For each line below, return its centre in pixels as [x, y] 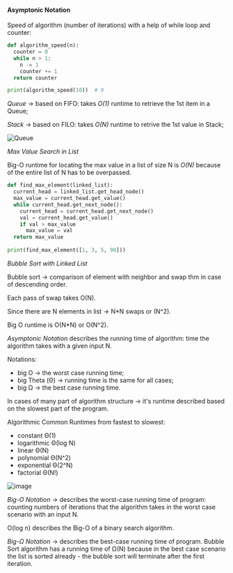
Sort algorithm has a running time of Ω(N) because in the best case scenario [116, 549]
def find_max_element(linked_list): [60, 185]
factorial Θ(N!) [38, 472]
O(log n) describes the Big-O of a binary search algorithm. [91, 528]
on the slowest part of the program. [58, 408]
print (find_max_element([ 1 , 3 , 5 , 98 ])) [67, 250]
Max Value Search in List [43, 152]
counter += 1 [39, 71]
